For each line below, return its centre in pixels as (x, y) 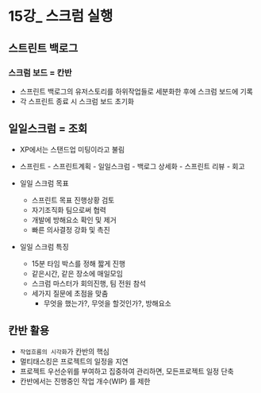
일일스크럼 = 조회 (48, 129)
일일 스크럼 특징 (44, 246)
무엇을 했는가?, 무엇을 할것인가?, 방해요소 (107, 303)
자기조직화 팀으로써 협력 (69, 210)
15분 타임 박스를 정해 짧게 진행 (78, 264)
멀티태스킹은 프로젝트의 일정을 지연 (74, 361)
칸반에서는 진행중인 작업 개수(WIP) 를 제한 (85, 381)
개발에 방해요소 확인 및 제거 (74, 220)
